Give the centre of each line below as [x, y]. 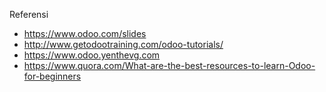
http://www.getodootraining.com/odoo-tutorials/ [123, 44]
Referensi [29, 14]
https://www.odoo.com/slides [85, 33]
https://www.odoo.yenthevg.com [92, 55]
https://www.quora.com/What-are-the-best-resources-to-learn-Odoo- [169, 65]
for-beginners [52, 76]
